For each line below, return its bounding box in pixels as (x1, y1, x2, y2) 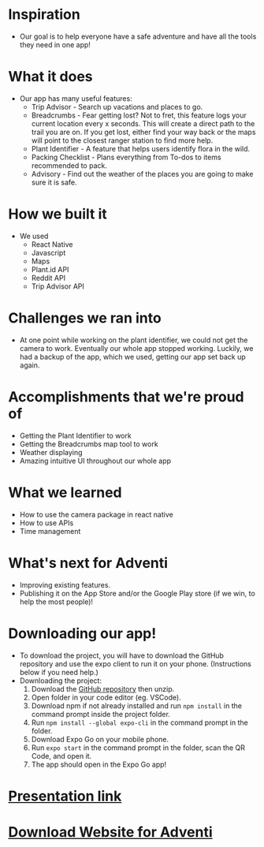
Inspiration (8, 6, 80, 24)
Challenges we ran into (8, 309, 162, 326)
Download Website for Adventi (8, 823, 213, 841)
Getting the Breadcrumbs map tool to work (19, 439, 159, 449)
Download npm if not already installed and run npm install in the (31, 700, 243, 711)
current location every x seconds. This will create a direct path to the (31, 118, 255, 128)
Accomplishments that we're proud (8, 388, 244, 405)
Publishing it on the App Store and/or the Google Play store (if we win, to (19, 588, 256, 598)
